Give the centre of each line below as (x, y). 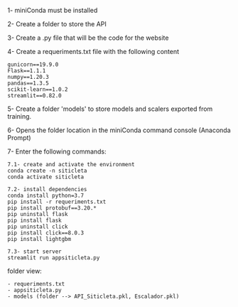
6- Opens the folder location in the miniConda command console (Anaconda (119, 130)
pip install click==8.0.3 (45, 233)
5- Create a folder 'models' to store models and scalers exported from (110, 109)
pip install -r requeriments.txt (57, 202)
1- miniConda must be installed (53, 10)
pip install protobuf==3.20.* (52, 208)
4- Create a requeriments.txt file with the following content (93, 52)
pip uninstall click (38, 227)
